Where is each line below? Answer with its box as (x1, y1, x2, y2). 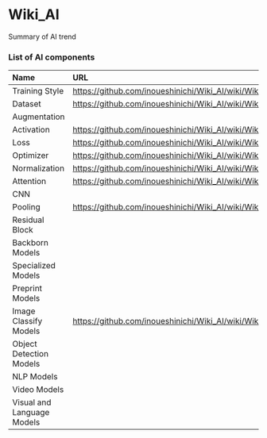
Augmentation (12, 111, 65, 122)
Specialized (12, 260, 56, 271)
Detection (12, 348, 49, 359)
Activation (12, 125, 50, 136)
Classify (12, 316, 43, 327)
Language (12, 407, 50, 418)
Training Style (12, 86, 64, 97)
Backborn (12, 237, 49, 248)
